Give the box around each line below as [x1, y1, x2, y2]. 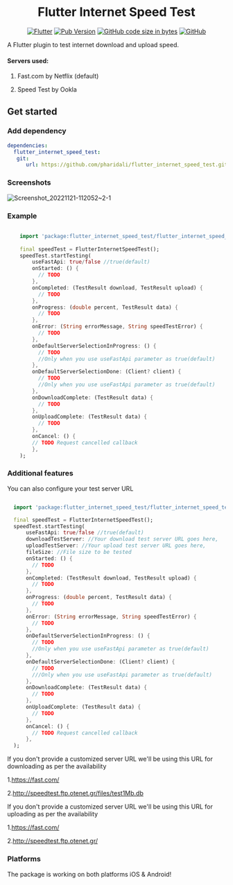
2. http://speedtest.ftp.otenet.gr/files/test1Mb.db [7, 789, 144, 798]
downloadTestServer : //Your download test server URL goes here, [25, 536, 218, 543]
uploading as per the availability [7, 810, 98, 818]
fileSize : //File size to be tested [25, 549, 132, 556]
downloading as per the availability [7, 762, 107, 770]
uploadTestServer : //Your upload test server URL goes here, [25, 542, 207, 549]
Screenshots [7, 178, 51, 187]
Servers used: [7, 56, 49, 65]
